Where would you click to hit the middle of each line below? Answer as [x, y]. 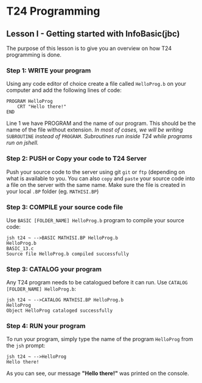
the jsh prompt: [26, 346]
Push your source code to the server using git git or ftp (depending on [96, 172]
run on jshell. [23, 143]
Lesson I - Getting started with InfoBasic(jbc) [93, 34]
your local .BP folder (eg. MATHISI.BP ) [53, 191]
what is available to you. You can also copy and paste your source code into [101, 178]
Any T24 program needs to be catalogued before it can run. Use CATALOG [97, 283]
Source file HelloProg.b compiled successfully [68, 254]
